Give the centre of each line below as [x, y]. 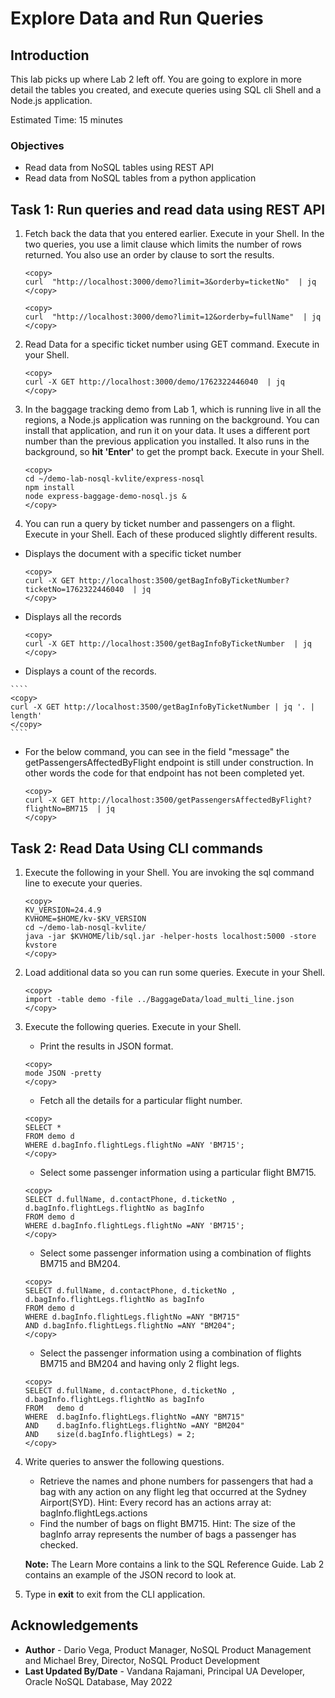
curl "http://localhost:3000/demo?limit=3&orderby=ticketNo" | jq [170, 282]
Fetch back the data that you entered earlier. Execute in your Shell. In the [174, 234]
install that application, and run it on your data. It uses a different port [167, 431]
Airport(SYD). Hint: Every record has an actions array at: [155, 1502]
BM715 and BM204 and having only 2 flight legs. [139, 1363]
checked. [59, 1544]
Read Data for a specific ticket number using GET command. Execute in [172, 344]
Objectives [37, 145]
